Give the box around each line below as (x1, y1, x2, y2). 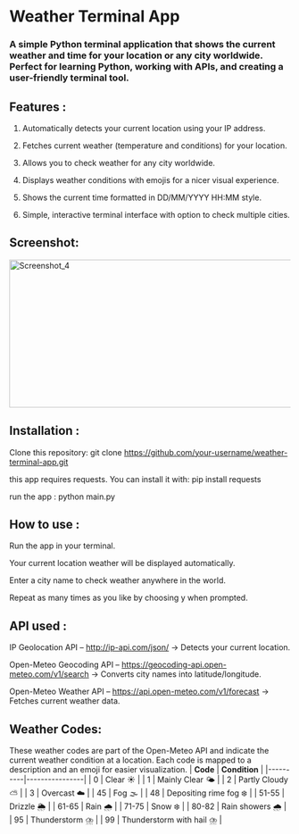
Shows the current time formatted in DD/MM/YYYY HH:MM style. (21, 192, 262, 203)
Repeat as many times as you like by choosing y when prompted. (9, 592, 248, 604)
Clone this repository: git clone (9, 446, 122, 457)
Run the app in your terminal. (9, 540, 116, 551)
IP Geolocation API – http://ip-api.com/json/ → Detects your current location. (9, 642, 291, 653)
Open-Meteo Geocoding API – (9, 659, 120, 671)
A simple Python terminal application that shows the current (9, 38, 276, 51)
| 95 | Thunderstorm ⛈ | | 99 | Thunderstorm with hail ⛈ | (9, 814, 222, 825)
